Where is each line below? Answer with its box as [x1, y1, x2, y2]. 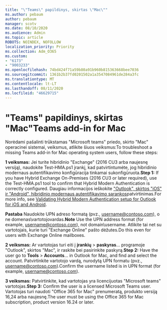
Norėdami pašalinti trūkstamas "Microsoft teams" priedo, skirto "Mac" [5, 139, 149, 145]
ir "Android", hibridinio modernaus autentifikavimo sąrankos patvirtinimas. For [5, 191, 162, 197]
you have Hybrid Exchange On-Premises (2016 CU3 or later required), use [5, 175, 157, 181]
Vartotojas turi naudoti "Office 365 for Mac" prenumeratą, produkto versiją [5, 289, 158, 295]
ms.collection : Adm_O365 [5, 49, 57, 54]
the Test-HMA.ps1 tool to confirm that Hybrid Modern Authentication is [5, 180, 150, 187]
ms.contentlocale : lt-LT [5, 81, 57, 86]
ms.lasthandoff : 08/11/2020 [5, 86, 64, 91]
